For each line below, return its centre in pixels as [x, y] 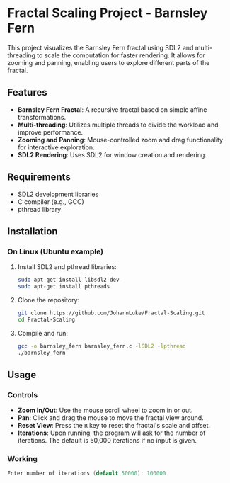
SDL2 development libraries [58, 194]
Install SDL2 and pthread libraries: [67, 267]
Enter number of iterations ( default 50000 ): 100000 [87, 473]
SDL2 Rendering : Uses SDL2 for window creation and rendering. [112, 154]
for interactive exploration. [56, 147]
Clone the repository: [48, 300]
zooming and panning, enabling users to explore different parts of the [109, 62]
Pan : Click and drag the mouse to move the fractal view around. [110, 418]
